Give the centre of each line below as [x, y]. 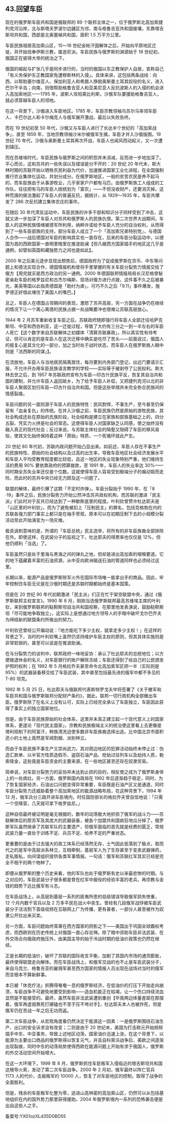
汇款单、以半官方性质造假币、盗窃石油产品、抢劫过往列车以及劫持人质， [84, 755]
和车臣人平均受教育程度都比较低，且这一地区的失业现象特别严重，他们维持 [82, 459]
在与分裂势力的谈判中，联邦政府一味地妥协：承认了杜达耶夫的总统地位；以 [82, 653]
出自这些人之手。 [23, 1105]
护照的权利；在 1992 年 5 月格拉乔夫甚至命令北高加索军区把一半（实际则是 [82, 666]
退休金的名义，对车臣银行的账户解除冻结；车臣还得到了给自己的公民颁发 [89, 660]
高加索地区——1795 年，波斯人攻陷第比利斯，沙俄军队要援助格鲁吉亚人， [86, 94]
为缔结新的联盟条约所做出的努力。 [40, 619]
